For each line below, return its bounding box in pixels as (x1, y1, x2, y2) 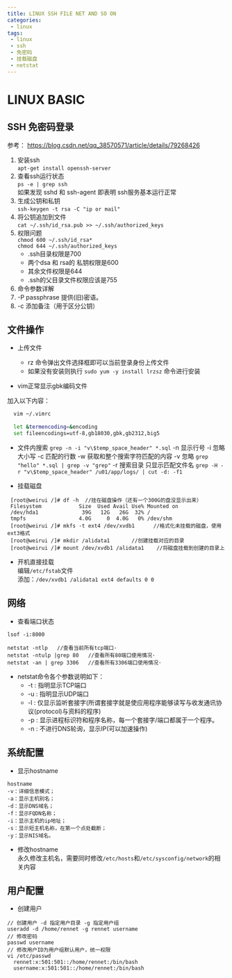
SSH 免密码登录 (7, 121, 74, 133)
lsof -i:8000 (7, 630, 45, 638)
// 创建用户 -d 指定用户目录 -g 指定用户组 (7, 920, 119, 927)
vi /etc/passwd (7, 953, 51, 960)
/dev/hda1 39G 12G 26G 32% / (10, 509, 151, 516)
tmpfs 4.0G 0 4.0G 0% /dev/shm (10, 515, 172, 522)
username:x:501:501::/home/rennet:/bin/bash (13, 965, 144, 972)
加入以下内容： (7, 397, 50, 405)
